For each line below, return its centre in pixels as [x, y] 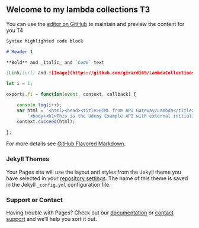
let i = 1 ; [20, 84]
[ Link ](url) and [26, 73]
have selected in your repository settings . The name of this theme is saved [97, 178]
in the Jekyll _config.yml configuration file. [58, 184]
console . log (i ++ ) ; [39, 105]
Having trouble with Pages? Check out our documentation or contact [90, 213]
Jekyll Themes [28, 159]
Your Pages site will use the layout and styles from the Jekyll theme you [94, 172]
